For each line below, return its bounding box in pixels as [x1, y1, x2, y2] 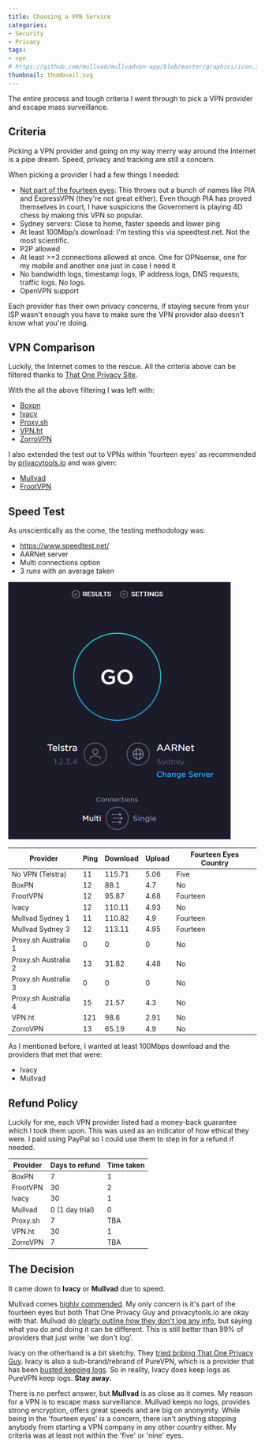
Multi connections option [19, 558, 101, 568]
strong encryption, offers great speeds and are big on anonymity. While [8, 1405, 241, 1415]
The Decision [8, 1263, 75, 1276]
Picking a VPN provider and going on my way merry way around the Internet [8, 146, 256, 156]
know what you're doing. [8, 318, 89, 327]
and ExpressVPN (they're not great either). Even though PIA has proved [19, 194, 252, 203]
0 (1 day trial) [50, 1205, 95, 1214]
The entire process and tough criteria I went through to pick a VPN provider [8, 93, 253, 103]
